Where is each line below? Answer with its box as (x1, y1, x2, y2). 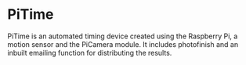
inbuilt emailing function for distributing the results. (7, 48, 172, 57)
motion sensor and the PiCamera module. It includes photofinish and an (7, 39, 239, 49)
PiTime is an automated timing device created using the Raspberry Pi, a (7, 31, 238, 41)
